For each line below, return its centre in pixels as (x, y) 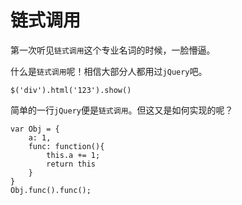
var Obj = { (35, 129)
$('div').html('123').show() (71, 90)
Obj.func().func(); (51, 190)
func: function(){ (66, 146)
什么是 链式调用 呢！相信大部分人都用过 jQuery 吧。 (109, 71)
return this (71, 164)
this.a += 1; (73, 155)
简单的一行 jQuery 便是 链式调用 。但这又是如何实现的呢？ (122, 110)
